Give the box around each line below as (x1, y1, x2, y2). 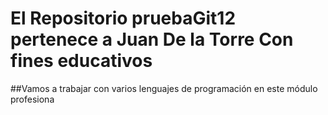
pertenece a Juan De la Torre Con (10, 28, 294, 51)
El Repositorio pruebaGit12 (10, 7, 237, 30)
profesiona (10, 93, 55, 105)
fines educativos (10, 50, 153, 72)
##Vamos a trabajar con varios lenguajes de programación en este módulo (10, 82, 318, 94)
